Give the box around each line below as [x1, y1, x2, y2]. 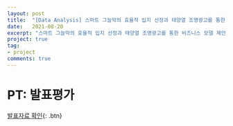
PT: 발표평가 [7, 87, 75, 102]
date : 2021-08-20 [7, 23, 64, 30]
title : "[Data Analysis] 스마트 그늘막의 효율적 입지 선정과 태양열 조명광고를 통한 [7, 17, 225, 24]
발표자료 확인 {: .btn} [7, 111, 62, 120]
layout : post [7, 10, 45, 17]
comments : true [7, 55, 51, 62]
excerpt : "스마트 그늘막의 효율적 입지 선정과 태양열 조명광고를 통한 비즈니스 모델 [7, 29, 214, 37]
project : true [7, 36, 49, 43]
